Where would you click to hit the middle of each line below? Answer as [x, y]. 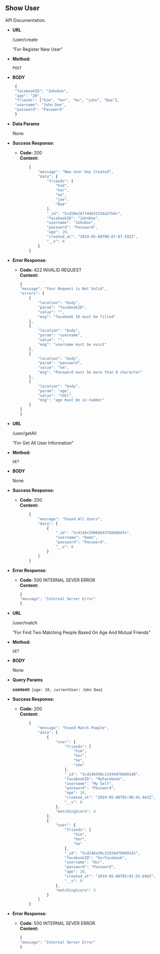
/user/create [25, 39]
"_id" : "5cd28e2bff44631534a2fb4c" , [84, 213]
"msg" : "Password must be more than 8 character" [90, 373]
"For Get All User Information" [43, 443]
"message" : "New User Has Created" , [76, 172]
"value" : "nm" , [53, 368]
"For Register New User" [38, 49]
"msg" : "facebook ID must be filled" [77, 317]
